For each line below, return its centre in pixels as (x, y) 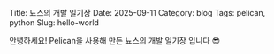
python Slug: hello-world (54, 23)
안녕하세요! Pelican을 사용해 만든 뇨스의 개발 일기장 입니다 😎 (115, 40)
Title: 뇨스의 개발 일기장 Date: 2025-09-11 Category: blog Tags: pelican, (137, 13)
